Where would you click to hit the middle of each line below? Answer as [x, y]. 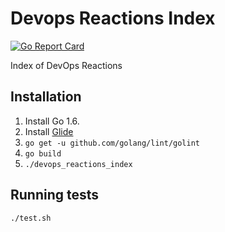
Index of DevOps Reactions [66, 65]
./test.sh [31, 218]
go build [43, 153]
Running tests [55, 195]
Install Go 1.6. [52, 121]
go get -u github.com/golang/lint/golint [112, 143]
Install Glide [49, 131]
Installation [46, 97]
